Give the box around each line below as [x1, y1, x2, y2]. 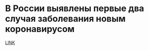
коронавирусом [5, 24, 75, 34]
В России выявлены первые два [5, 3, 145, 14]
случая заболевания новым [5, 13, 126, 24]
